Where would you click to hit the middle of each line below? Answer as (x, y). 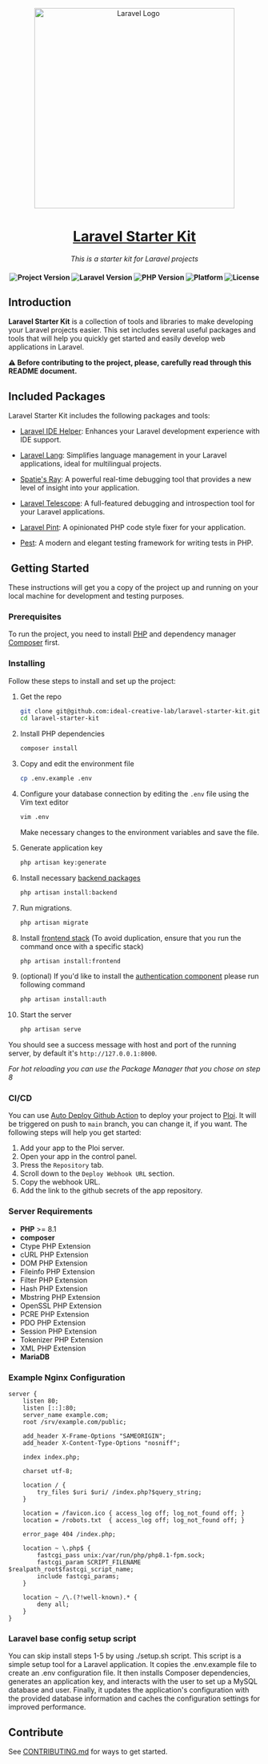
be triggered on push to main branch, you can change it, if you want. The (128, 1124)
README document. (43, 371)
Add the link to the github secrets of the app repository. (111, 1191)
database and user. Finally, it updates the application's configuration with (129, 1690)
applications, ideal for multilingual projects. (91, 464)
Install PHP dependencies (62, 734)
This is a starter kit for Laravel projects (134, 258)
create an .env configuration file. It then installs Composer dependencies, (129, 1673)
